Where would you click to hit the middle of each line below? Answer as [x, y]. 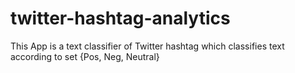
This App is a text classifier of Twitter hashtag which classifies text [147, 46]
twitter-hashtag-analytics [120, 18]
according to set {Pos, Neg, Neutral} [85, 56]
